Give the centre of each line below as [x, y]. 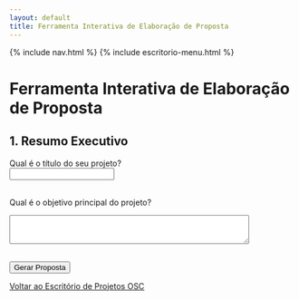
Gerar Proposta [40, 267]
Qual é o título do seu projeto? [66, 163]
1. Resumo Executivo [69, 141]
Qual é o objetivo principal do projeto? [81, 202]
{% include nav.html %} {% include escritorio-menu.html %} [122, 52]
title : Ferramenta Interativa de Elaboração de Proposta [119, 26]
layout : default [40, 18]
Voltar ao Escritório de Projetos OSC [77, 285]
